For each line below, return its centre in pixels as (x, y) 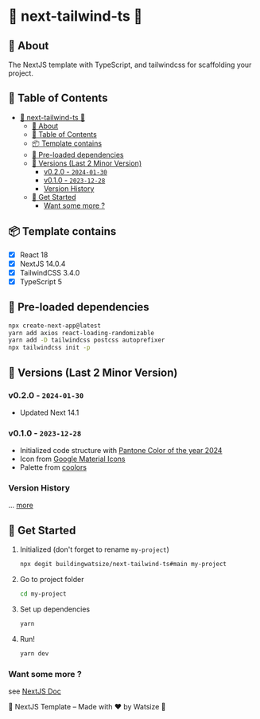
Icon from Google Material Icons (72, 459)
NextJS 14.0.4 (43, 264)
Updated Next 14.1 (49, 412)
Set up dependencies (54, 609)
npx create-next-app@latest (55, 326)
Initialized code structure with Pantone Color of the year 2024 (121, 451)
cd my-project (43, 594)
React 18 (34, 255)
